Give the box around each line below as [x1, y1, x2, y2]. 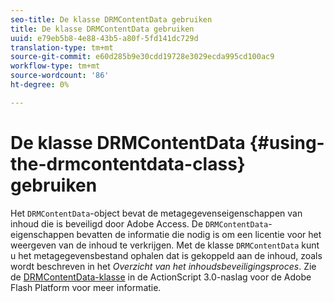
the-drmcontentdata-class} [10, 152, 246, 175]
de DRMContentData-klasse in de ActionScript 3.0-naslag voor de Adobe [10, 271, 312, 283]
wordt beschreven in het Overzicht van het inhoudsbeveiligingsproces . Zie [10, 260, 317, 272]
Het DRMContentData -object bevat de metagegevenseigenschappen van [10, 207, 303, 219]
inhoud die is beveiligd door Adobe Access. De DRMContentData [10, 217, 269, 230]
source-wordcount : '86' [10, 71, 110, 81]
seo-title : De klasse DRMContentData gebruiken [10, 14, 213, 25]
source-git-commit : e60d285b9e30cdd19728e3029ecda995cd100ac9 [10, 52, 275, 62]
